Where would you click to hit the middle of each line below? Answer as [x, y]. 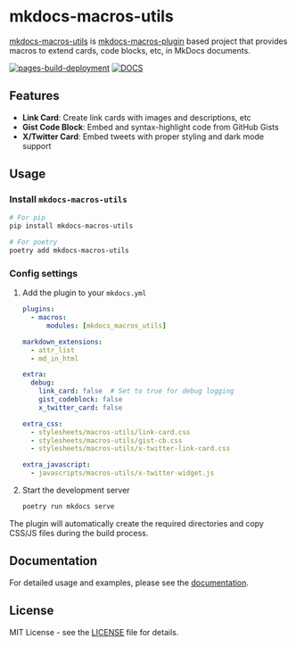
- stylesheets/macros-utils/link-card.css [111, 432]
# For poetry [33, 243]
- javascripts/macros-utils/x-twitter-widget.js [123, 473]
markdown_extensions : [62, 342]
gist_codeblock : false [81, 400]
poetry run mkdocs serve [68, 507]
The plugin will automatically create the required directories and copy [137, 523]
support [37, 145]
